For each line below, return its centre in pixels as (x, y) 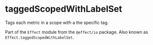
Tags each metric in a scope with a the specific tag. (57, 22)
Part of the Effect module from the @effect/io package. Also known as (77, 32)
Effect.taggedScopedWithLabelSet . (39, 37)
